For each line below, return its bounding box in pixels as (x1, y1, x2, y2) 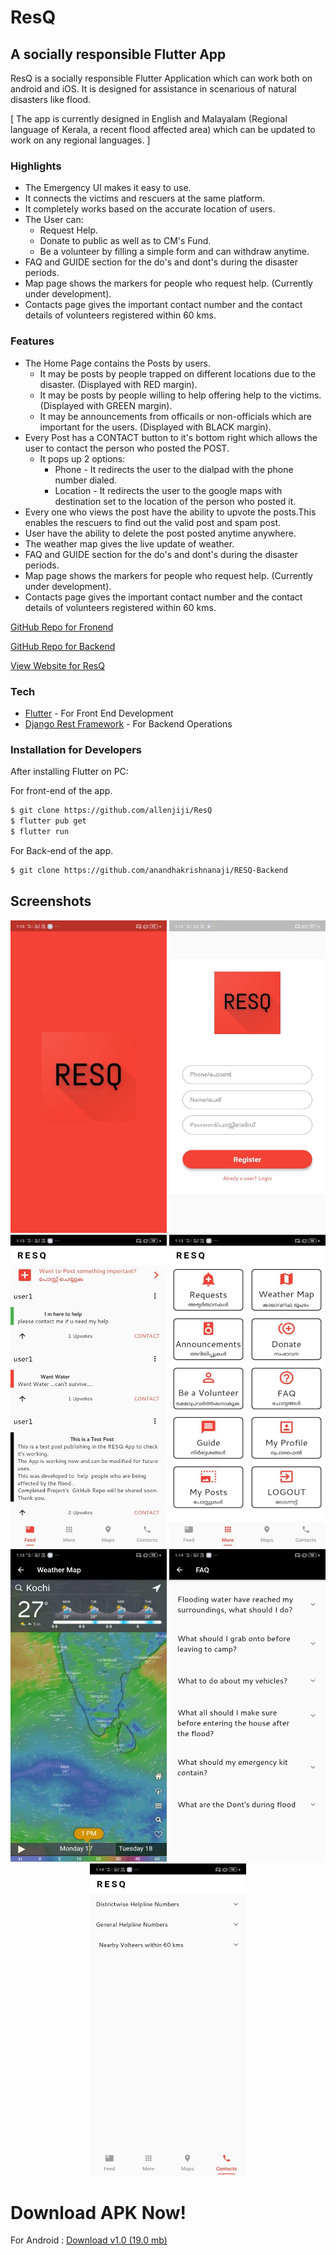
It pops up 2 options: (39, 452, 126, 465)
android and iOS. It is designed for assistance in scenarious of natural (10, 83, 297, 95)
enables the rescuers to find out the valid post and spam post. (24, 516, 282, 528)
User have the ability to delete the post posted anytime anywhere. (24, 527, 297, 539)
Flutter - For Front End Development (24, 707, 174, 719)
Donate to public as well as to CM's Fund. (39, 235, 212, 247)
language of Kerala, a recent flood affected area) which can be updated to (10, 124, 316, 135)
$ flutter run (10, 826, 70, 836)
